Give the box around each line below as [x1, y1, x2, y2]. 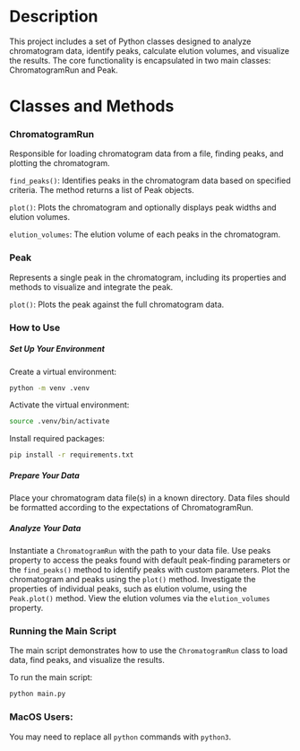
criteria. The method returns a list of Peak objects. [9, 185, 194, 196]
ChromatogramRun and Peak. [9, 65, 118, 75]
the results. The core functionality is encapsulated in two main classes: [9, 55, 271, 65]
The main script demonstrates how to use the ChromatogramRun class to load [9, 645, 288, 656]
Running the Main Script [9, 625, 117, 638]
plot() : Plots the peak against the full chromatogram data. [9, 299, 225, 310]
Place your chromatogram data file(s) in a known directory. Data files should [9, 493, 290, 503]
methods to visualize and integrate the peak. [9, 281, 174, 293]
